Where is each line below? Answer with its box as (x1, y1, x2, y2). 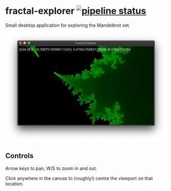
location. (5, 180, 24, 187)
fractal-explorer (5, 5, 75, 17)
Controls (5, 151, 34, 160)
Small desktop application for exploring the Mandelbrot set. (5, 22, 131, 28)
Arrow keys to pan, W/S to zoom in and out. (5, 165, 97, 171)
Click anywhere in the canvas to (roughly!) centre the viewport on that (5, 175, 153, 181)
